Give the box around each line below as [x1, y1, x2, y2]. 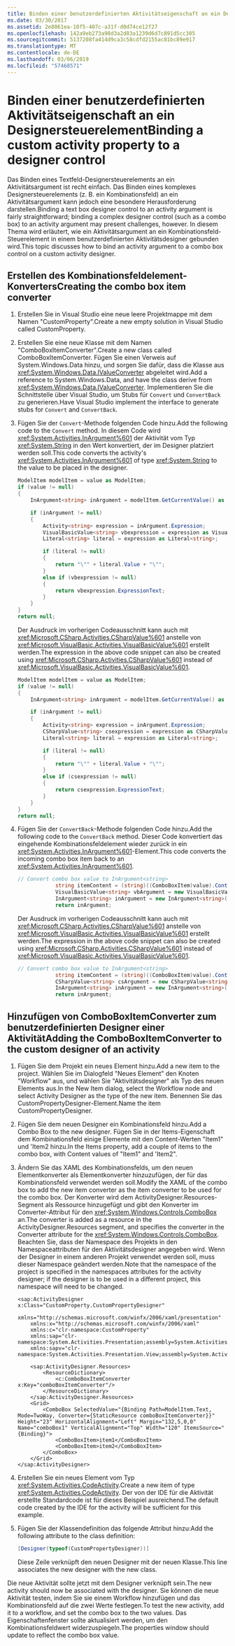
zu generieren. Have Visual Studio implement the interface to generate [17, 398, 219, 407]
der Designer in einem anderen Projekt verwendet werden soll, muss [17, 1252, 215, 1260]
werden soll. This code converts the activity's [17, 449, 147, 457]
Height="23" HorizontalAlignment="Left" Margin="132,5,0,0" [17, 1418, 197, 1425]
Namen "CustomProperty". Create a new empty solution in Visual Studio [17, 318, 224, 326]
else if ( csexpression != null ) [43, 773, 137, 780]
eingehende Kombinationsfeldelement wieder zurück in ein [17, 840, 187, 848]
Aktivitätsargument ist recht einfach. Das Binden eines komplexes [7, 183, 197, 191]
